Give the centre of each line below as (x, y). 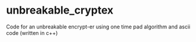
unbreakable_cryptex (60, 10)
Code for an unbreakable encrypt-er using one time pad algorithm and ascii (98, 27)
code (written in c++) (32, 33)
